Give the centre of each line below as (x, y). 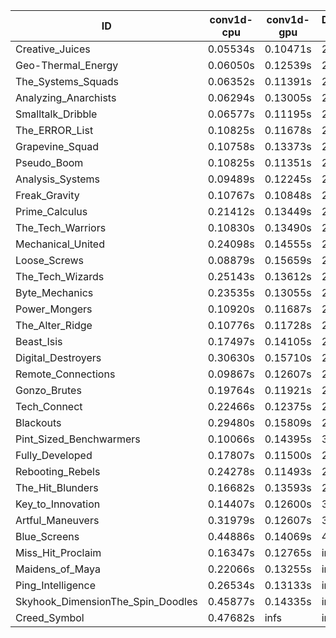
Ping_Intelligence (56, 585)
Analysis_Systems (58, 179)
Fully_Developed (54, 455)
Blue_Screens (47, 536)
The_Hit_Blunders (57, 487)
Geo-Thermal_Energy (67, 65)
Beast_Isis (39, 341)
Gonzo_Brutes (48, 390)
